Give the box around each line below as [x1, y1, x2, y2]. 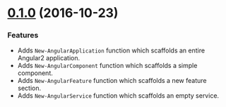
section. [17, 84, 42, 93]
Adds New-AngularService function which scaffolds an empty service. [17, 91, 220, 100]
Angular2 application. [17, 54, 81, 62]
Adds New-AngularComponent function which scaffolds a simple [17, 62, 198, 70]
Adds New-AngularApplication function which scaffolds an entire [17, 46, 206, 55]
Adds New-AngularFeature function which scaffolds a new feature [17, 77, 207, 85]
